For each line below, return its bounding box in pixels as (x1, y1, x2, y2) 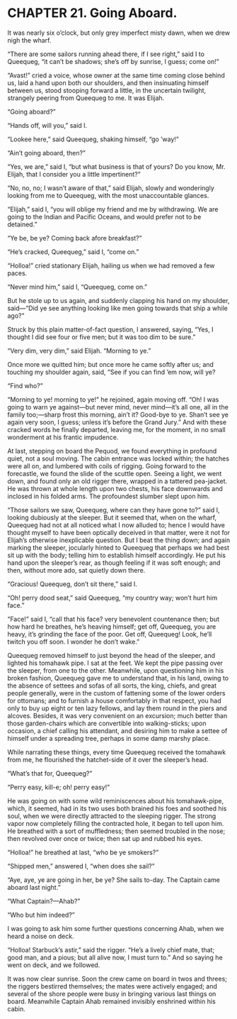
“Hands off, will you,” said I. (7, 121, 88, 129)
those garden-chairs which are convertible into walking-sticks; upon (7, 719, 207, 727)
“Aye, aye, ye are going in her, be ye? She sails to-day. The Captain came (7, 875, 221, 884)
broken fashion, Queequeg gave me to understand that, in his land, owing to (7, 673, 229, 682)
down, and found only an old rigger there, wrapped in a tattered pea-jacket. (7, 477, 228, 485)
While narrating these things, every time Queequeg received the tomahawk (7, 747, 226, 756)
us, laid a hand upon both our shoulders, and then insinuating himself (7, 78, 209, 87)
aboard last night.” (7, 883, 62, 891)
